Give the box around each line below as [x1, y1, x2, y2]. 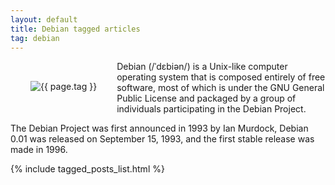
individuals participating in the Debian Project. [116, 103, 307, 115]
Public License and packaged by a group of [116, 92, 297, 105]
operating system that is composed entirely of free [116, 71, 326, 83]
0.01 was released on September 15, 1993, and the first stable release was [10, 133, 315, 145]
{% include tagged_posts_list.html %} [10, 163, 165, 175]
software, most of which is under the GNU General [116, 82, 325, 94]
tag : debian [10, 33, 60, 43]
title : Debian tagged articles [10, 24, 141, 34]
